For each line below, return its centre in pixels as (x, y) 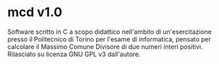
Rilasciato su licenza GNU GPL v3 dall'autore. (74, 54)
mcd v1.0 (35, 12)
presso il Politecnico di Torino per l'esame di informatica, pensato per (109, 39)
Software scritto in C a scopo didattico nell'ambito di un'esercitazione (109, 32)
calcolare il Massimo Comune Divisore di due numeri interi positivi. (105, 46)
